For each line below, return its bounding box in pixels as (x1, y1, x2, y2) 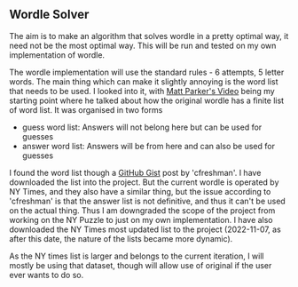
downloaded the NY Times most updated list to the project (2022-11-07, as (9, 224, 281, 235)
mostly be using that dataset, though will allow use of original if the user (9, 259, 272, 270)
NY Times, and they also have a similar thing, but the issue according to (9, 186, 271, 196)
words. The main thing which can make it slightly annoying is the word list (9, 76, 278, 87)
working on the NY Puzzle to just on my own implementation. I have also (9, 214, 273, 225)
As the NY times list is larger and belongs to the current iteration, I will (9, 251, 264, 261)
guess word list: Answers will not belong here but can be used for (21, 122, 263, 132)
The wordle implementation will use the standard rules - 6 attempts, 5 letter (9, 67, 285, 77)
